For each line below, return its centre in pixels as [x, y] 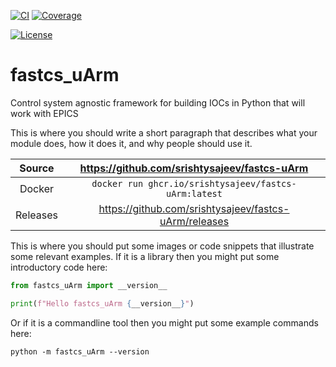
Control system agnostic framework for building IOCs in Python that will [158, 102]
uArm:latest [194, 193]
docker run [117, 183]
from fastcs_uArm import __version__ [89, 285]
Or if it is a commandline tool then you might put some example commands [164, 322]
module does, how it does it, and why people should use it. [131, 143]
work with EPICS [44, 113]
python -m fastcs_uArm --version [80, 351]
